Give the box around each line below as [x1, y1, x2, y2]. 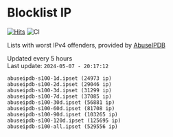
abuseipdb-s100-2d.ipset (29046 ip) [7, 81, 112, 87]
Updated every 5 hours [7, 54, 73, 63]
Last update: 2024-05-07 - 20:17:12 [7, 61, 108, 70]
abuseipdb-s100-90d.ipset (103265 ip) [7, 111, 118, 118]
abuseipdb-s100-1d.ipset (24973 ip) [7, 74, 112, 82]
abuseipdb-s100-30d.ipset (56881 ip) [7, 98, 115, 106]
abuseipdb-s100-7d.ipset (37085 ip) [7, 93, 112, 100]
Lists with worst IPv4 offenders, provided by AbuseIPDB [7, 41, 166, 49]
